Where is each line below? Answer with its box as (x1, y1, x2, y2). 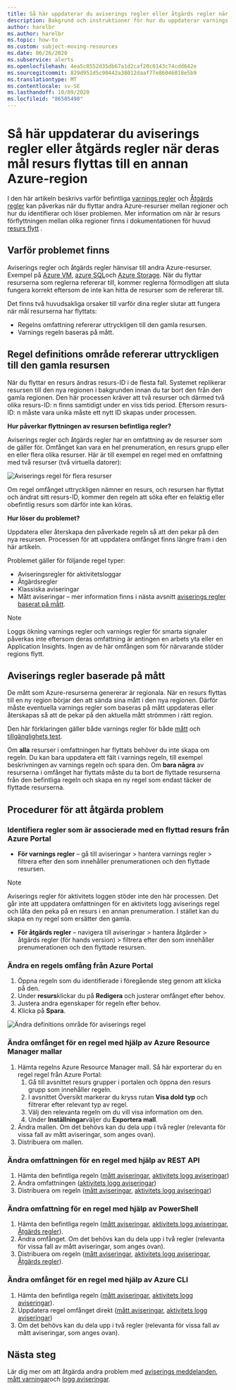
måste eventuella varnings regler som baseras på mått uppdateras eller (7, 703, 214, 712)
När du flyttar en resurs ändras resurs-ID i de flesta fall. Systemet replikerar (7, 378, 227, 386)
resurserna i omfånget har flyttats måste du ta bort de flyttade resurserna (7, 768, 221, 777)
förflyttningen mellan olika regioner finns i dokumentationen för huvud (7, 216, 211, 225)
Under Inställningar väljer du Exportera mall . (27, 1115, 158, 1124)
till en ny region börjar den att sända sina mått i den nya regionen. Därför (7, 696, 218, 705)
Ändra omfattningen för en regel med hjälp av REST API (7, 1155, 200, 1165)
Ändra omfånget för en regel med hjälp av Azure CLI (7, 1275, 189, 1285)
